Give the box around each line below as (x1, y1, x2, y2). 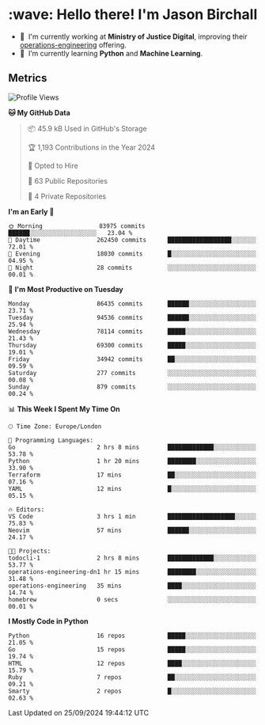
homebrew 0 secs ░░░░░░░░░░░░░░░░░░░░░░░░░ (8, 595, 257, 603)
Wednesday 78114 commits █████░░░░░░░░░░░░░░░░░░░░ (8, 327, 257, 336)
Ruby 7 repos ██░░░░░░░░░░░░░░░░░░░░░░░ (8, 673, 257, 681)
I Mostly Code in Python (8, 616, 89, 626)
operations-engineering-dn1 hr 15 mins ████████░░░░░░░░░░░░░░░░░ (8, 567, 257, 575)
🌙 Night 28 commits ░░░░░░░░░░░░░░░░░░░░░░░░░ (8, 264, 257, 271)
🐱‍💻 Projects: (8, 547, 51, 555)
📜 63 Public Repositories (27, 176, 108, 185)
